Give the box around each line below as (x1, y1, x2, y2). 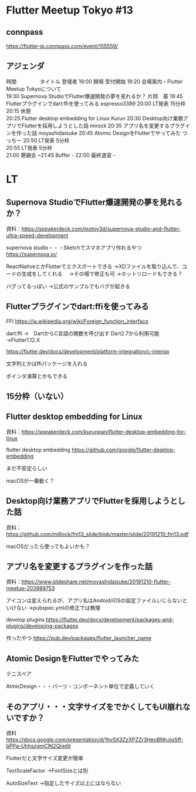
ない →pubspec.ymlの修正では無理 (16, 605, 101, 612)
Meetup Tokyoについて (6, 85, 62, 92)
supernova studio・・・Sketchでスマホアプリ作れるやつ (6, 244, 142, 251)
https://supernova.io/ (6, 250, 58, 258)
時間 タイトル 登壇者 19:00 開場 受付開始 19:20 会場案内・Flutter (6, 78, 183, 85)
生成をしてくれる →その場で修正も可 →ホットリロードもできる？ (21, 270, 183, 277)
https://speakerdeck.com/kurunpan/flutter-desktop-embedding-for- (21, 428, 187, 435)
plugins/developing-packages (6, 622, 79, 629)
